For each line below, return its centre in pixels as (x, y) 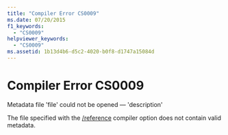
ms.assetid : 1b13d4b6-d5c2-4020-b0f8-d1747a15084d (81, 52)
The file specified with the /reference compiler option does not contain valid (114, 118)
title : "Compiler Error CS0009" (53, 13)
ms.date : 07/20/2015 (37, 20)
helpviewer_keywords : (38, 39)
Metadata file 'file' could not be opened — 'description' (85, 104)
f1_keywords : (26, 26)
